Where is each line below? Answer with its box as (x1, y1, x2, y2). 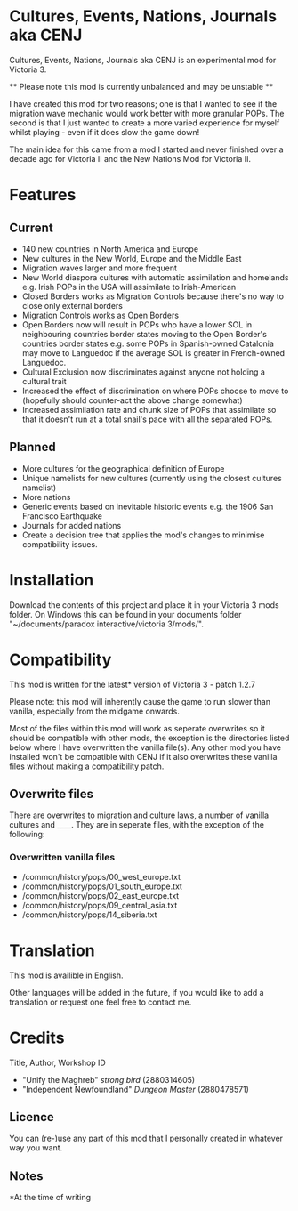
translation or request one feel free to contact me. (9, 997, 192, 1007)
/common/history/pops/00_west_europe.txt (21, 871, 181, 882)
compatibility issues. (21, 538, 98, 549)
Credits (9, 1028, 65, 1047)
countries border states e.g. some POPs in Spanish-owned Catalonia (21, 338, 274, 349)
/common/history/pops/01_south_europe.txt (21, 881, 182, 892)
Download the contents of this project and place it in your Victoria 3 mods (9, 599, 279, 610)
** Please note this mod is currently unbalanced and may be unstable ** (9, 81, 274, 92)
